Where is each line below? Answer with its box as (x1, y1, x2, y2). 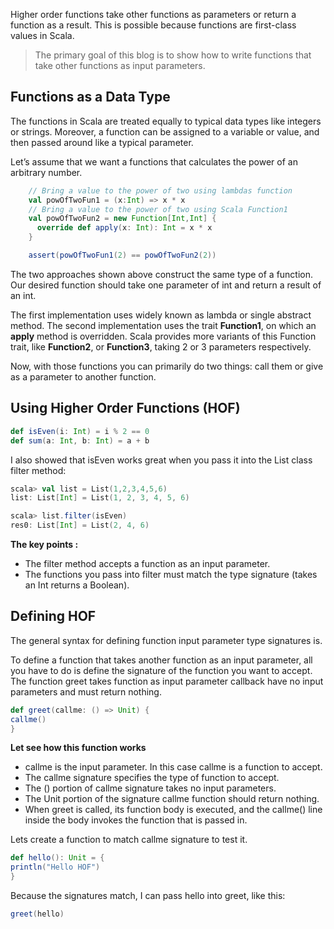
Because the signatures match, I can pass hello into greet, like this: (10, 890, 286, 902)
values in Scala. (10, 30, 75, 41)
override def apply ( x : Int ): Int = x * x (36, 223, 213, 233)
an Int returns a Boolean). (24, 579, 130, 591)
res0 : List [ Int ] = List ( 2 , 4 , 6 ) (10, 520, 150, 531)
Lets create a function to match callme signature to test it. (10, 834, 248, 846)
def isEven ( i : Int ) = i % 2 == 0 (10, 426, 150, 436)
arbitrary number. (10, 166, 83, 178)
